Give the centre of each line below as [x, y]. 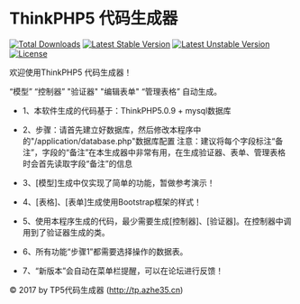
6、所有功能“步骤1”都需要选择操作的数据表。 [105, 251]
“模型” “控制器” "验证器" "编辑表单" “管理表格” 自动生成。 [116, 91]
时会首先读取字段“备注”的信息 [77, 163]
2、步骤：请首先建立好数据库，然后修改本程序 [108, 129]
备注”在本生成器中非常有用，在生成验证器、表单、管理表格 [177, 152]
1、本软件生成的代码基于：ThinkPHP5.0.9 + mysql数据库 [127, 110]
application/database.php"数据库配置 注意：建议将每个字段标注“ [156, 141]
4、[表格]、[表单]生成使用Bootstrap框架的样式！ [112, 202]
